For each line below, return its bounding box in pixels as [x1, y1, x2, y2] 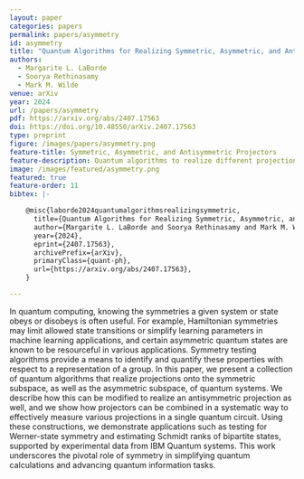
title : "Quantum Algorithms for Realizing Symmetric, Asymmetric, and [9, 47, 281, 56]
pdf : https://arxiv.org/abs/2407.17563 [9, 114, 160, 123]
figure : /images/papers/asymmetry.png [9, 139, 156, 148]
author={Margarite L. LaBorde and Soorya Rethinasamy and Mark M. [33, 222, 290, 231]
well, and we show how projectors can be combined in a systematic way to [9, 401, 289, 412]
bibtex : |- [9, 190, 51, 199]
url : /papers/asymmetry [9, 106, 100, 115]
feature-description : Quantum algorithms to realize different [9, 155, 253, 165]
